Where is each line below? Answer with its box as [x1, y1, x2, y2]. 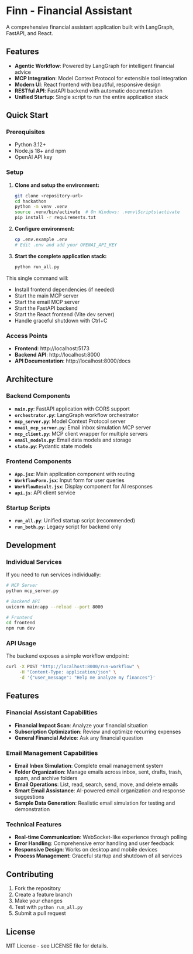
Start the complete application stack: [14, 252, 107, 259]
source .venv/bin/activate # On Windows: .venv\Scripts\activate [14, 209, 180, 215]
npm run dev [6, 625, 35, 631]
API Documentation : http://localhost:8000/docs [14, 357, 131, 364]
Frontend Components [6, 457, 72, 465]
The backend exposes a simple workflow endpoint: [6, 652, 129, 659]
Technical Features [6, 820, 62, 828]
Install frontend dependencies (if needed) [14, 286, 115, 293]
